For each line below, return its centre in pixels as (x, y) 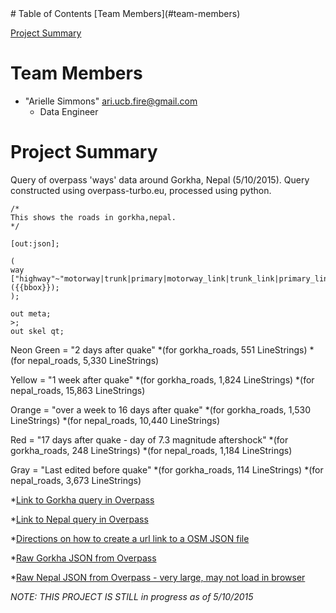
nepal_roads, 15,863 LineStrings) (78, 390)
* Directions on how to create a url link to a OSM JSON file (130, 538)
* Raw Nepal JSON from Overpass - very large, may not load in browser (158, 577)
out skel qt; (37, 331)
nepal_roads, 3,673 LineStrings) (76, 480)
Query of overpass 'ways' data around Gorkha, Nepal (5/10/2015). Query (160, 179)
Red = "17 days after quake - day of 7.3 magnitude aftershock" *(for (149, 439)
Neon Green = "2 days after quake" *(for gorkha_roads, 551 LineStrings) (159, 349)
